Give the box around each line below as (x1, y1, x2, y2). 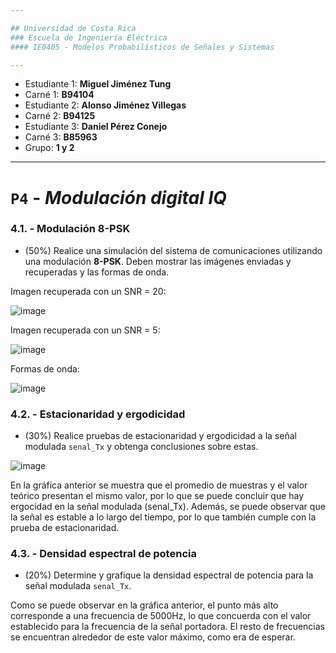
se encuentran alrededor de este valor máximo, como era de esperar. (10, 631, 296, 643)
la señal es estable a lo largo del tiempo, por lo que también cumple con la (10, 511, 317, 523)
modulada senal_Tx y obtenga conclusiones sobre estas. (24, 441, 259, 453)
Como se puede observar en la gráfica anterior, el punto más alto (10, 599, 279, 611)
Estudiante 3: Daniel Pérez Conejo (24, 121, 168, 133)
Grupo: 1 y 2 (24, 142, 75, 154)
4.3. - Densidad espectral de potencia (10, 547, 197, 561)
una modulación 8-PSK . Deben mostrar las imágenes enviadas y (24, 255, 292, 267)
